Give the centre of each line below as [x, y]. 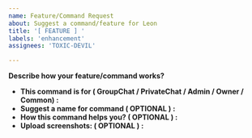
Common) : [39, 100]
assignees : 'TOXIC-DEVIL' [52, 46]
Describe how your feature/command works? [86, 76]
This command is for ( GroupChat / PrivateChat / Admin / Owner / [132, 92]
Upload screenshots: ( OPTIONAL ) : [82, 126]
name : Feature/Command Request [61, 16]
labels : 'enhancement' [47, 38]
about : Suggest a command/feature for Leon [83, 23]
